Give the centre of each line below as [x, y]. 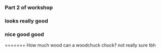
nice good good [24, 34]
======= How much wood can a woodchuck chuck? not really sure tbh [80, 45]
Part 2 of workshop [29, 7]
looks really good [27, 20]
